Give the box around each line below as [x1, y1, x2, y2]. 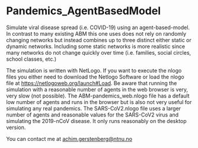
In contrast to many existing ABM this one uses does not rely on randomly [6, 30, 187, 37]
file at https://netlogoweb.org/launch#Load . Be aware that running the [6, 79, 177, 87]
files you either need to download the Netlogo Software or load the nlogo [6, 73, 185, 80]
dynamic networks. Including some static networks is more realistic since [6, 43, 186, 50]
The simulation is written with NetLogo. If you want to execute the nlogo [6, 67, 182, 74]
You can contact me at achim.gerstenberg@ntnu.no [6, 135, 132, 142]
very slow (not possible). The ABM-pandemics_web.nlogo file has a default [6, 92, 190, 99]
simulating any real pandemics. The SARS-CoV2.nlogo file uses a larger [6, 105, 181, 112]
